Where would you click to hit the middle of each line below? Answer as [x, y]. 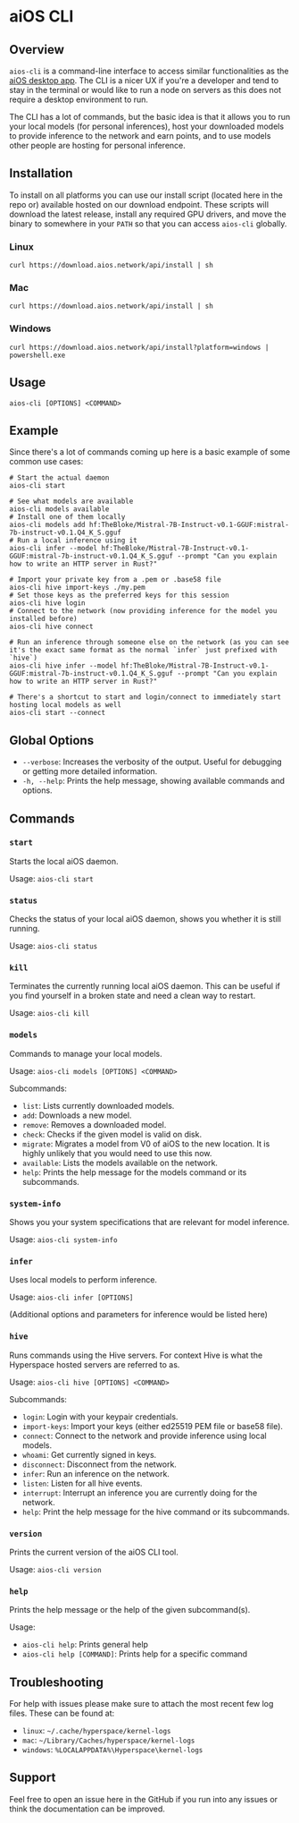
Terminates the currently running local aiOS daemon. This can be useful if [145, 986]
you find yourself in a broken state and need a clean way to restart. [133, 996]
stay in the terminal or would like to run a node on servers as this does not [145, 90]
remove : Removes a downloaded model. [94, 1124]
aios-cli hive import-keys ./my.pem [77, 588]
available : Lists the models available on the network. [120, 1163]
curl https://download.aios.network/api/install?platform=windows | [139, 347]
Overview [37, 50]
